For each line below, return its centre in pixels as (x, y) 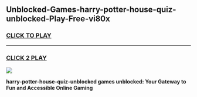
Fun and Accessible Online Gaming (50, 88)
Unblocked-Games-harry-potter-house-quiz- (91, 10)
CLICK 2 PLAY (26, 58)
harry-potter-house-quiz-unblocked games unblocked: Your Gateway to (96, 81)
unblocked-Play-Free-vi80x (58, 19)
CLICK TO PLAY (29, 36)
